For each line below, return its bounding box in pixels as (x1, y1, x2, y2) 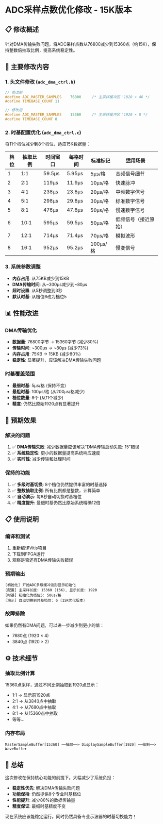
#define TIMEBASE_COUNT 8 (5, 117, 57, 122)
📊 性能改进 (5, 309, 39, 317)
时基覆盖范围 (5, 370, 35, 377)
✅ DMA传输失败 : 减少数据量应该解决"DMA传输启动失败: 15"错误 (12, 444, 140, 450)
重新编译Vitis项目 (12, 545, 47, 551)
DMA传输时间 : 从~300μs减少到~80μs (12, 281, 87, 287)
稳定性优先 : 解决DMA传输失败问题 (12, 785, 80, 790)
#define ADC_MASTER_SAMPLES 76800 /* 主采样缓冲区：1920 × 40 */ (5, 94, 150, 100)
